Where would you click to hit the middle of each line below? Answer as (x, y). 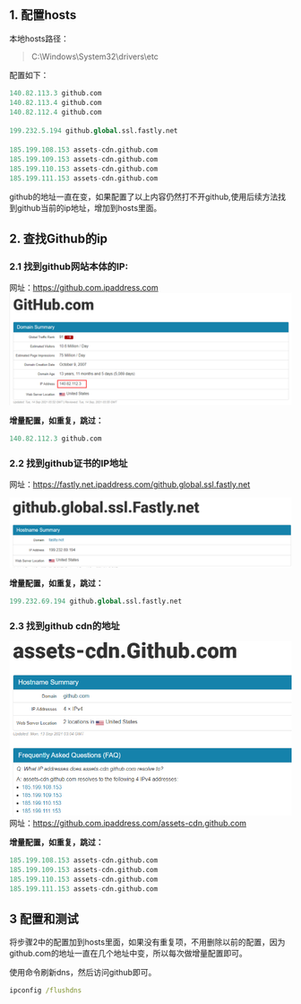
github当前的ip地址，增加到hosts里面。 (89, 207)
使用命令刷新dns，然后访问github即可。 (83, 973)
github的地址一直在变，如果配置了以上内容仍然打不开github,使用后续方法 (144, 196)
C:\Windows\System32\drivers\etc (95, 57)
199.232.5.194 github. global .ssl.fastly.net (94, 131)
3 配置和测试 (44, 918)
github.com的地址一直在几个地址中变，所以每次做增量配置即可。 (129, 954)
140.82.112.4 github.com (56, 112)
